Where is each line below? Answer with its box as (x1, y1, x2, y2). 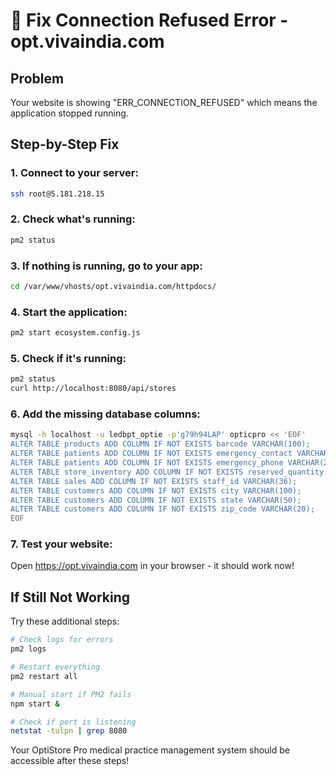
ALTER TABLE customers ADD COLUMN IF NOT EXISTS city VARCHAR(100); (10, 485, 302, 496)
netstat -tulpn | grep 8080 (10, 726, 128, 736)
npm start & (10, 699, 60, 709)
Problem (10, 70, 65, 87)
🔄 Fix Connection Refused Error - (10, 9, 289, 32)
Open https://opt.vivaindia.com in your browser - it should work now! (10, 560, 295, 572)
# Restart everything (10, 662, 101, 673)
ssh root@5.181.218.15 (10, 189, 105, 199)
